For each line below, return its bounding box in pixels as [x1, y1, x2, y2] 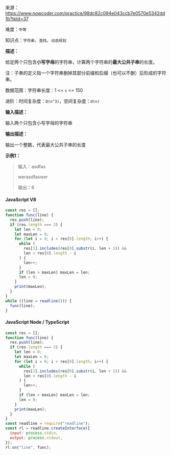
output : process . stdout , [10, 435, 63, 440]
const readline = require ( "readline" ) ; [5, 421, 90, 426]
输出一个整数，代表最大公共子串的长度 [5, 142, 86, 148]
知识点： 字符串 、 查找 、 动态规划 [5, 37, 67, 43]
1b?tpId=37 [5, 16, 29, 22]
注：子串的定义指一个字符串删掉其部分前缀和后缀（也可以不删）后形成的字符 [5, 70, 166, 76]
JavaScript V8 [5, 196, 37, 203]
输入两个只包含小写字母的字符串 [5, 120, 72, 126]
